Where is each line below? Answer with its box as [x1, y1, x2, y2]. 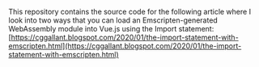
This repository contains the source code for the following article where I [8, 7, 252, 16]
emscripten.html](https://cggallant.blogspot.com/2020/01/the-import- [8, 41, 242, 51]
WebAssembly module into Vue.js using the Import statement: [8, 24, 214, 33]
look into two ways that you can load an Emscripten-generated [8, 15, 219, 25]
